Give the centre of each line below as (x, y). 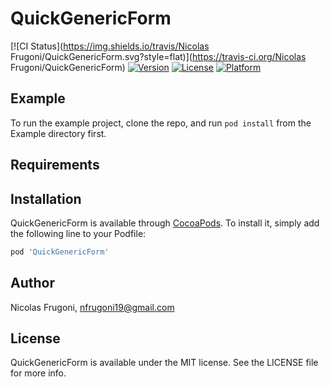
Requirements (55, 165)
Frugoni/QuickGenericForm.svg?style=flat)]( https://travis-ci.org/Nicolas (158, 56)
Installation (46, 198)
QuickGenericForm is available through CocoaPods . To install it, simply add (165, 223)
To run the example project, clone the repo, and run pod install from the (161, 123)
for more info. (38, 373)
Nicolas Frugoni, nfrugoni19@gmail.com (92, 307)
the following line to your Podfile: (78, 233)
